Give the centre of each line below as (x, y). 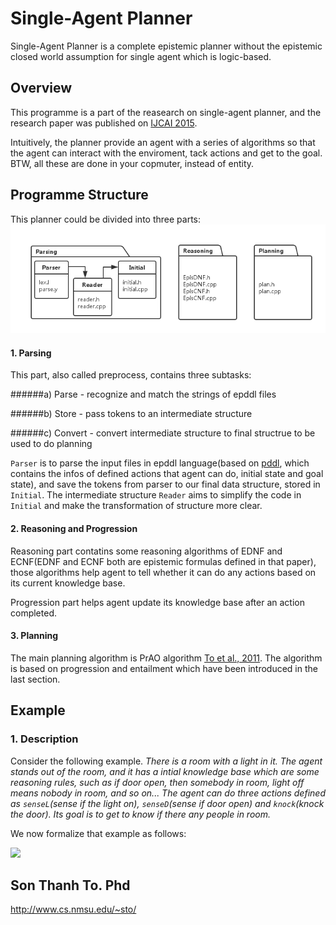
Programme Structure (79, 195)
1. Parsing (31, 353)
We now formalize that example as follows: (98, 833)
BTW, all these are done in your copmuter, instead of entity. (132, 163)
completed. (33, 613)
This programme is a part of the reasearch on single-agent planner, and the (166, 112)
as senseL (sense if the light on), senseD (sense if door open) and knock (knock (167, 803)
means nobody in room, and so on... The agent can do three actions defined (168, 793)
